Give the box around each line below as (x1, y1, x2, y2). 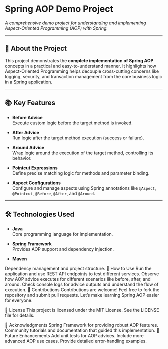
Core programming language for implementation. (12, 231, 113, 237)
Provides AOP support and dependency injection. (12, 246, 114, 252)
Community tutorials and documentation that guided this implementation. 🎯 (5, 327, 160, 333)
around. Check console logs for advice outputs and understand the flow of (5, 281, 159, 288)
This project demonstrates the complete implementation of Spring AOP (5, 57, 154, 63)
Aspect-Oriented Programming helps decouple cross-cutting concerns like (5, 68, 159, 74)
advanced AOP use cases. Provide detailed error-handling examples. (5, 338, 147, 344)
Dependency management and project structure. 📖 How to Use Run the (5, 266, 152, 272)
